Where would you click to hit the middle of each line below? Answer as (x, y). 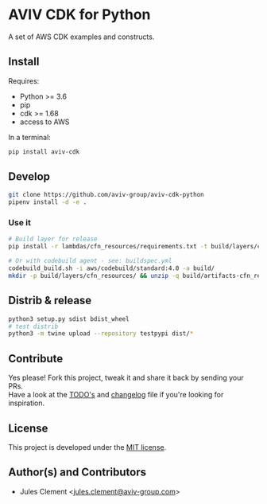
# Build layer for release (53, 239)
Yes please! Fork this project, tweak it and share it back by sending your (126, 378)
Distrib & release (50, 301)
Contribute (36, 359)
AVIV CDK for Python (79, 15)
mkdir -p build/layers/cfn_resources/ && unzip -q (94, 275)
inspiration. (27, 403)
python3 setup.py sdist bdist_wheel (69, 319)
